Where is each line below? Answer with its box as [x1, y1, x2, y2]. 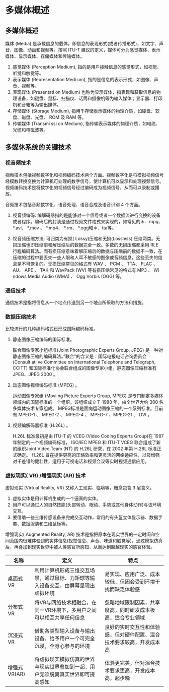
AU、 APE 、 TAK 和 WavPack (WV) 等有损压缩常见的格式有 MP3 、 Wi [12, 267, 159, 273]
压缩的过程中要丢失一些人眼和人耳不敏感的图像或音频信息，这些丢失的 [12, 254, 158, 260]
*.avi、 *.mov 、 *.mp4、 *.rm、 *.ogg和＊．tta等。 [12, 225, 117, 231]
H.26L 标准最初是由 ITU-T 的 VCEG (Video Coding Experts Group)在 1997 [12, 433, 164, 439]
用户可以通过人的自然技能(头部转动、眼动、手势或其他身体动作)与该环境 [12, 501, 162, 508]
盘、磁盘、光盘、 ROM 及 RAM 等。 [12, 114, 87, 120]
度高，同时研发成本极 [105, 606, 155, 613]
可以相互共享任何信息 [34, 614, 86, 621]
